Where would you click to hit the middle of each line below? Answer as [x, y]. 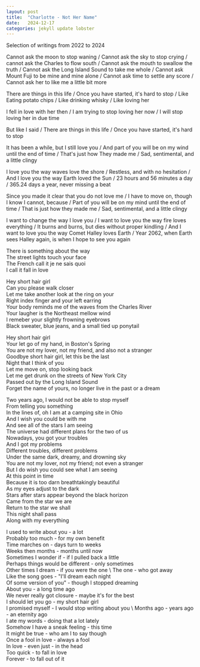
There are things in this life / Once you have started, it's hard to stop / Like [97, 94]
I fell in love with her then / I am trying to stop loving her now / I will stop [95, 112]
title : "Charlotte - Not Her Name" [52, 17]
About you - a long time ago [41, 589]
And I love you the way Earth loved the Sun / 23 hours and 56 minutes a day [99, 178]
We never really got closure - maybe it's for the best [70, 595]
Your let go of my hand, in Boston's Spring [58, 344]
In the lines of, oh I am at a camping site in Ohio [64, 413]
